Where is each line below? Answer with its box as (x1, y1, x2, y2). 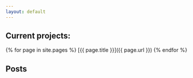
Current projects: (5, 31, 71, 41)
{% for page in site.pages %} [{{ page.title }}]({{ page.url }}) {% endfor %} (5, 46, 188, 54)
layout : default (5, 8, 46, 15)
